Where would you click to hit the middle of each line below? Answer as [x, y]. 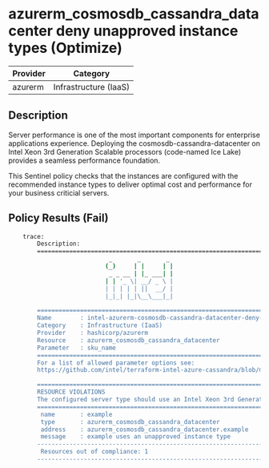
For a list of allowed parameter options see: [116, 363]
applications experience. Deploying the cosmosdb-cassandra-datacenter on [134, 143]
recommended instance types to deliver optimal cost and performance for [130, 184]
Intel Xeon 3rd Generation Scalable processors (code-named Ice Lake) [125, 151]
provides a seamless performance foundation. [84, 160]
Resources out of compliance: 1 [94, 452]
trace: [34, 236]
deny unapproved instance [147, 31]
